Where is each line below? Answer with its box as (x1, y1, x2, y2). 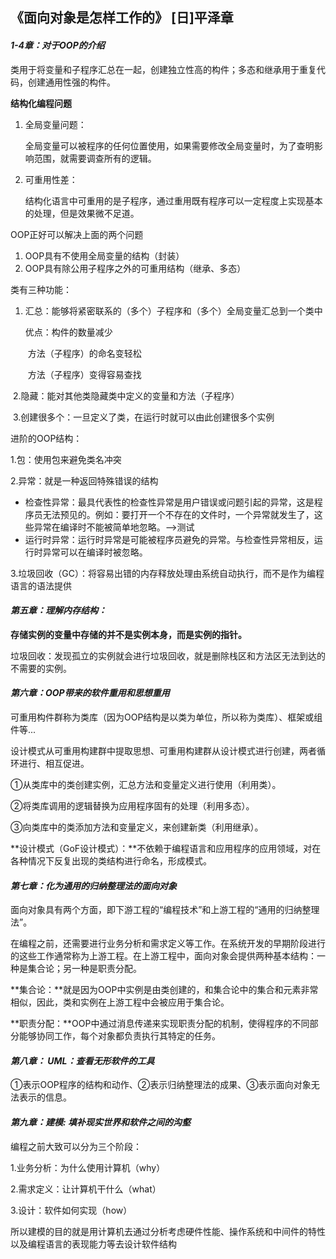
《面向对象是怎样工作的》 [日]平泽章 (10, 9, 234, 27)
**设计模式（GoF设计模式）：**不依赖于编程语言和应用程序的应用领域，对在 (10, 843, 322, 854)
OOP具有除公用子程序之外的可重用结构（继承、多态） (24, 262, 247, 274)
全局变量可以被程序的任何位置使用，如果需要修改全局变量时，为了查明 (24, 139, 315, 152)
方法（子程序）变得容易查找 (27, 368, 142, 380)
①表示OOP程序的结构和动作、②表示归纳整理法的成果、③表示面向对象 (10, 1079, 312, 1091)
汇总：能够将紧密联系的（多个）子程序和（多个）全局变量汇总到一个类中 (24, 304, 323, 317)
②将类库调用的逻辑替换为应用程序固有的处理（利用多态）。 (10, 800, 255, 812)
